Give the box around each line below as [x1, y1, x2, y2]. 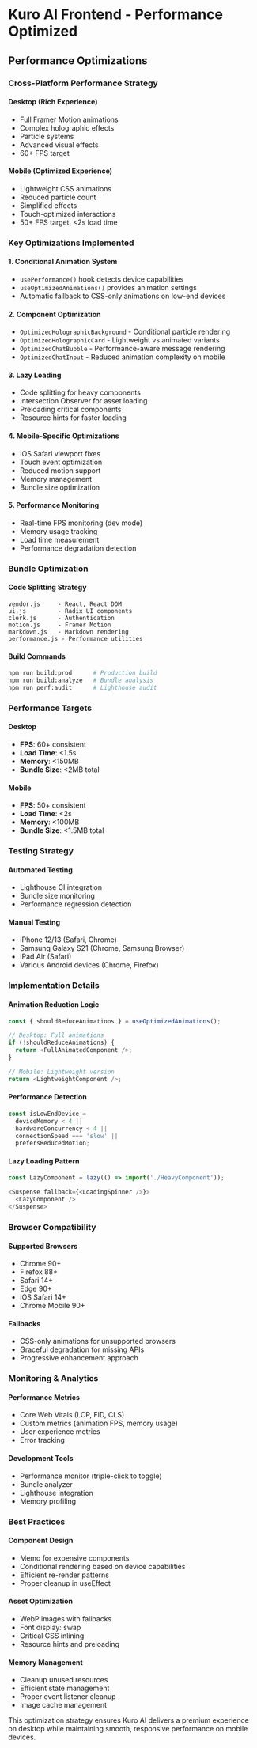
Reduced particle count [19, 192, 96, 202]
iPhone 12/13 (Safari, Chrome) [19, 935, 117, 944]
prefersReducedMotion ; [15, 1139, 90, 1148]
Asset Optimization [8, 1596, 74, 1606]
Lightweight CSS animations [19, 184, 112, 193]
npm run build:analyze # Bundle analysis [8, 676, 154, 685]
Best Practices [8, 1516, 66, 1527]
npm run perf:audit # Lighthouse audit [8, 683, 157, 691]
